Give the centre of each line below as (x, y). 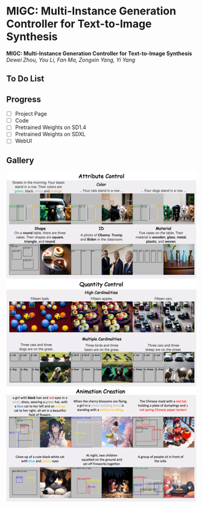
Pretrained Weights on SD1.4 (50, 127)
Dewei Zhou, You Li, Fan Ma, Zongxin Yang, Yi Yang (71, 60)
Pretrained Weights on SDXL (50, 134)
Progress (24, 99)
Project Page (31, 114)
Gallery (20, 160)
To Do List (25, 79)
